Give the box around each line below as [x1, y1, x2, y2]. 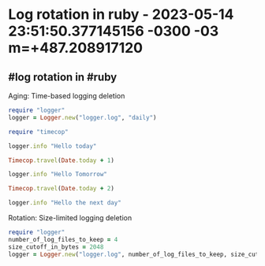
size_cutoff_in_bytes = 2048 [8, 242, 104, 251]
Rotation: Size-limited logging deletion [8, 213, 132, 222]
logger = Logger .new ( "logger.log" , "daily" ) [8, 113, 157, 121]
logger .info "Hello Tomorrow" [8, 171, 108, 179]
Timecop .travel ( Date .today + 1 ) [8, 156, 114, 164]
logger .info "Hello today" [8, 142, 97, 150]
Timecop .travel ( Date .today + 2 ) [8, 185, 114, 193]
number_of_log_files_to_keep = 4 [8, 235, 118, 243]
